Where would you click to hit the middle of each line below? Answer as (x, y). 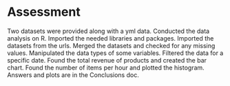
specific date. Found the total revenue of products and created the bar (107, 60)
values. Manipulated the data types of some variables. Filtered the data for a (115, 53)
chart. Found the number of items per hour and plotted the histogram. (106, 67)
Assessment (44, 12)
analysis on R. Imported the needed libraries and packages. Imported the (111, 38)
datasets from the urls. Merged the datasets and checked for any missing (111, 45)
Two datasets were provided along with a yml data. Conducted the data (108, 31)
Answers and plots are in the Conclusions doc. (73, 75)
